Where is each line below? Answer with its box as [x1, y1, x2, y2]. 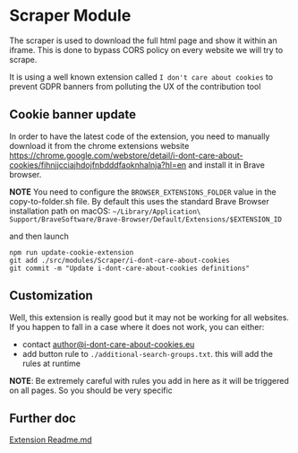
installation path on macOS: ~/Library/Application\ [9, 205, 201, 216]
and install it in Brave [188, 159, 266, 170]
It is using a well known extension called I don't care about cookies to [9, 71, 274, 82]
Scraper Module [9, 5, 132, 26]
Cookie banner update [9, 107, 137, 122]
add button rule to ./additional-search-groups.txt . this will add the [21, 348, 273, 359]
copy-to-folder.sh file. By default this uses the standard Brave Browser [9, 196, 270, 206]
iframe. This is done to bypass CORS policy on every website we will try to [9, 44, 284, 55]
